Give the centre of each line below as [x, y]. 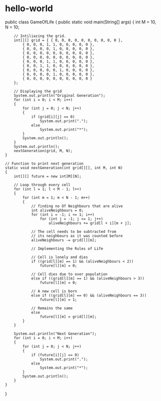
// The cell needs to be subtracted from [74, 231]
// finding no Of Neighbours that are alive [77, 206]
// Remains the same [52, 308]
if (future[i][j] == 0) [55, 355]
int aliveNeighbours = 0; [57, 210]
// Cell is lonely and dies [60, 257]
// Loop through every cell [42, 185]
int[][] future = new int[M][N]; [48, 176]
